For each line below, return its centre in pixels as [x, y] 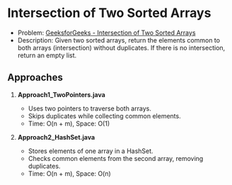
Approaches [35, 78]
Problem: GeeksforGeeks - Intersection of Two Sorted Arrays [106, 33]
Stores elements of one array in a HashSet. [91, 151]
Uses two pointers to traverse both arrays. [90, 108]
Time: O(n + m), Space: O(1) [69, 123]
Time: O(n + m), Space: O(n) [69, 173]
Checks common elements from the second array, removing [116, 158]
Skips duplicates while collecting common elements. [105, 116]
